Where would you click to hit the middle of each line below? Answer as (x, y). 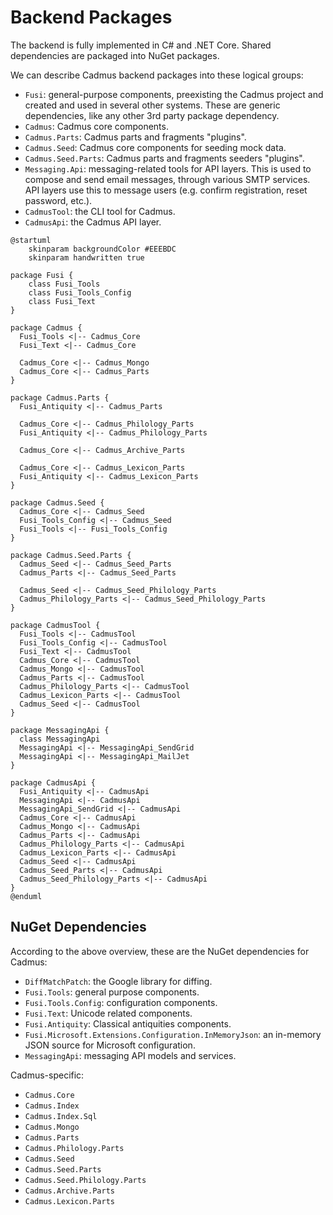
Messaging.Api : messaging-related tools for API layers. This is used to (168, 168)
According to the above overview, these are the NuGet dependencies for (160, 951)
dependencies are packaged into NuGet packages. (115, 55)
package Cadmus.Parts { (60, 397)
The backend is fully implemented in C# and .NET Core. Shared (141, 45)
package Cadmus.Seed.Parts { (71, 555)
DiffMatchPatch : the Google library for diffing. (118, 981)
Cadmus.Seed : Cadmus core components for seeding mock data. (155, 147)
